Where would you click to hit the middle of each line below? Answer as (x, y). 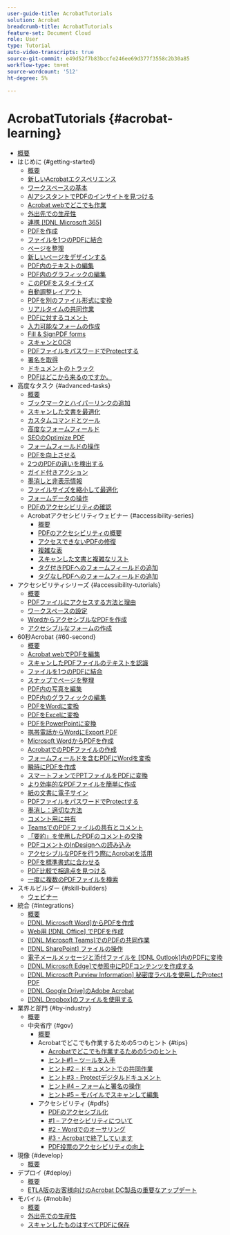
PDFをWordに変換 (53, 706)
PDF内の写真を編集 (55, 689)
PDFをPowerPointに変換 (62, 724)
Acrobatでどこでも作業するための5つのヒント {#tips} (113, 1043)
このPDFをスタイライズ (61, 283)
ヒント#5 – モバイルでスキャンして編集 (103, 1095)
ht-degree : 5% (28, 78)
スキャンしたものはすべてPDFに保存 (78, 1225)
